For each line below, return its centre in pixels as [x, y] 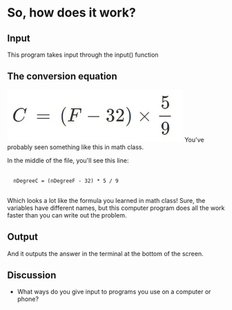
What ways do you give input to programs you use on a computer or [114, 292]
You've [194, 139]
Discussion [32, 275]
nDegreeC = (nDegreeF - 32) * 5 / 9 [66, 181]
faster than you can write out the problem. [67, 215]
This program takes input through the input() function [83, 55]
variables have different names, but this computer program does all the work [116, 208]
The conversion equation [62, 76]
